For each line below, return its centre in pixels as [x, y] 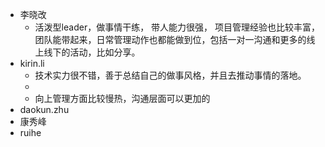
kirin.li [32, 63]
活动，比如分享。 [105, 52]
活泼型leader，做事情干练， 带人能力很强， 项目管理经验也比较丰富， [177, 27]
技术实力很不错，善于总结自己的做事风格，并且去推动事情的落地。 [170, 75]
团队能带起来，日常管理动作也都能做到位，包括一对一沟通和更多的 [170, 39]
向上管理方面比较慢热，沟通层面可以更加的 [122, 98]
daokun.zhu [44, 109]
